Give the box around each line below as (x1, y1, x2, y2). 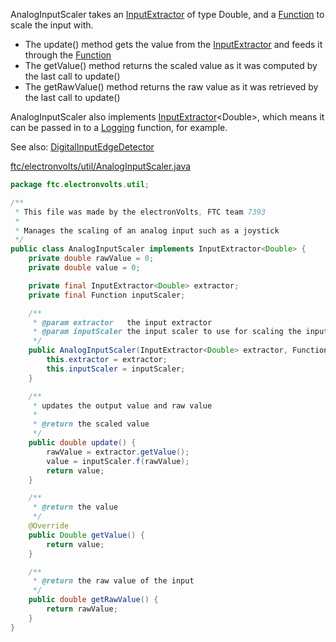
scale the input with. (10, 19, 94, 31)
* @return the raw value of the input (32, 576, 195, 586)
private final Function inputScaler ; (28, 290, 186, 300)
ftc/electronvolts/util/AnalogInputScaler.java (10, 160, 192, 172)
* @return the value (32, 502, 118, 513)
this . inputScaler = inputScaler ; (46, 364, 186, 374)
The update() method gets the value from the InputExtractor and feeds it (24, 39, 323, 50)
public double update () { (28, 438, 137, 448)
